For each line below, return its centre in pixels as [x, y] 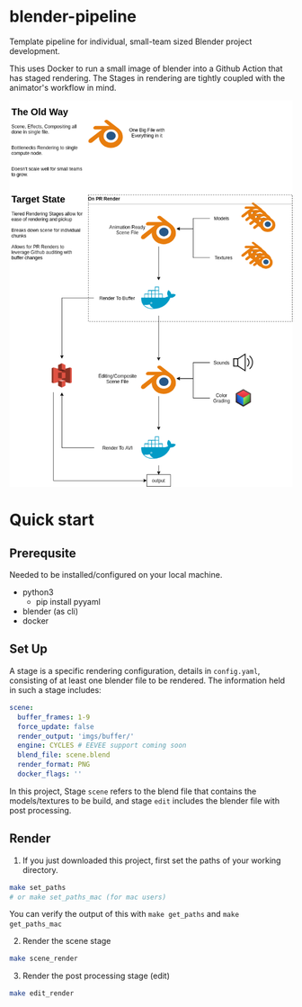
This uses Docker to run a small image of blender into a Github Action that [146, 68]
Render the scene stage [67, 941]
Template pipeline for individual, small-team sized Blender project [131, 41]
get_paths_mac [36, 924]
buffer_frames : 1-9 [54, 717]
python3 [38, 592]
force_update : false [56, 726]
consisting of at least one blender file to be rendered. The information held [147, 680]
